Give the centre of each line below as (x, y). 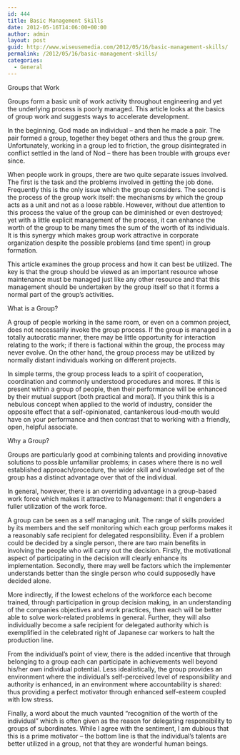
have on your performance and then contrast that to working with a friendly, (119, 419)
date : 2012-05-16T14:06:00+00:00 (57, 27)
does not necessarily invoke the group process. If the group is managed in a (119, 330)
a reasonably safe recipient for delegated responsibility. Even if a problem (116, 535)
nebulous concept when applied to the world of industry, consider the (110, 404)
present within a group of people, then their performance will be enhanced (117, 389)
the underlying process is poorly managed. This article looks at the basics (116, 108)
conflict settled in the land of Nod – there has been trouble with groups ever (119, 153)
